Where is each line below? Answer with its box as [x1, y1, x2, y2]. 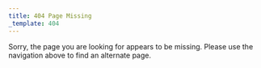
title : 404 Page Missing [8, 11, 92, 20]
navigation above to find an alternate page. [8, 50, 152, 60]
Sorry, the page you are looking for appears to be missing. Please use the [8, 41, 254, 51]
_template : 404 [8, 19, 60, 28]
